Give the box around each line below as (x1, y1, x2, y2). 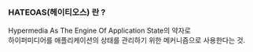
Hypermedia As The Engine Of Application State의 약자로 (8, 26, 191, 36)
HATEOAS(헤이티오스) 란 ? (8, 6, 106, 17)
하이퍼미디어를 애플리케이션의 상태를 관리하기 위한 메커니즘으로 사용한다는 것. (8, 36, 246, 45)
